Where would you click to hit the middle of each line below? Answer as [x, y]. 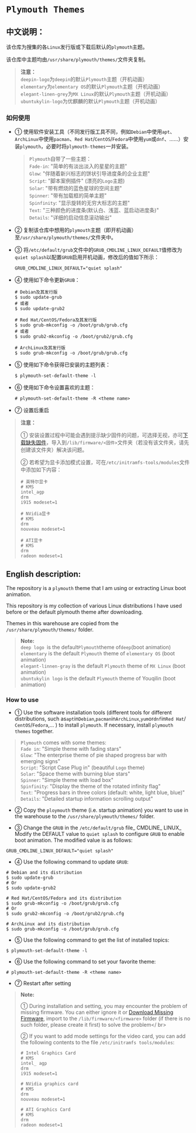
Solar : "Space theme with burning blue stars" [75, 774]
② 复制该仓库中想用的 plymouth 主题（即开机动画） [75, 230]
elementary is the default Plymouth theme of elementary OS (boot [98, 653]
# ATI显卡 [31, 541]
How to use [23, 700]
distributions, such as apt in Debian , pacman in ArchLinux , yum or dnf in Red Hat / [100, 719]
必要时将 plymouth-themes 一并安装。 [89, 146]
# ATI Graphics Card [45, 1110]
